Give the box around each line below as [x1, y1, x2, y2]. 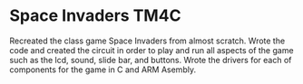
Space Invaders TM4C [9, 5, 181, 26]
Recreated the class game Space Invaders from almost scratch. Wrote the [9, 35, 286, 46]
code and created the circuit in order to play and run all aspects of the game [9, 44, 294, 55]
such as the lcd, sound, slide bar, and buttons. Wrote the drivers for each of [9, 54, 292, 65]
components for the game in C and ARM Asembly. [9, 64, 197, 75]
